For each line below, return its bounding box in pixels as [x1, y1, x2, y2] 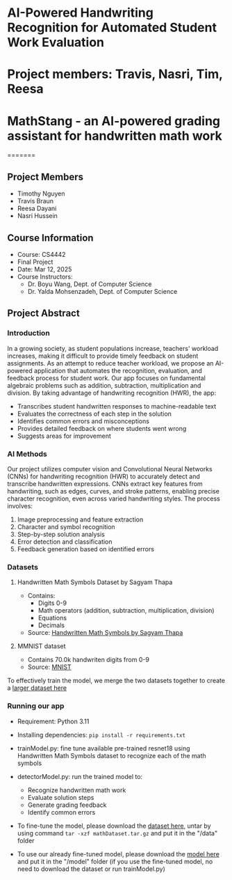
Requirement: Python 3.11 [17, 717, 90, 725]
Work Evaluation [7, 35, 105, 50]
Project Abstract [7, 308, 80, 320]
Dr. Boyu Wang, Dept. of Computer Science [27, 280, 152, 288]
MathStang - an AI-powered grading [7, 113, 221, 129]
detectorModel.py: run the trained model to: [17, 772, 143, 780]
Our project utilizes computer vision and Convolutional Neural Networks [7, 464, 213, 473]
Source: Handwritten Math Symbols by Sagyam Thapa [27, 629, 183, 637]
